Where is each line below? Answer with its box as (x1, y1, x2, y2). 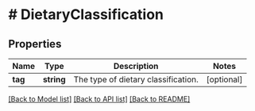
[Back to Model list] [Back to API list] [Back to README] (8, 94, 191, 104)
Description (113, 61, 159, 71)
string (42, 74, 66, 85)
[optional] (206, 74, 243, 85)
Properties (8, 37, 62, 51)
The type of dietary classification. (73, 74, 199, 85)
